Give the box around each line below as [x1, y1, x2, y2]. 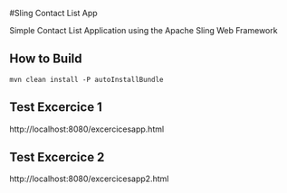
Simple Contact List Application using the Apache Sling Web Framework [9, 25, 278, 35]
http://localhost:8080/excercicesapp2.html [9, 173, 169, 184]
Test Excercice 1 [9, 99, 102, 115]
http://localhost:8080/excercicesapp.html [9, 124, 165, 134]
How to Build [9, 51, 83, 67]
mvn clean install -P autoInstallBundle [9, 75, 165, 84]
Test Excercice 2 [9, 150, 105, 165]
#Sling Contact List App [9, 8, 98, 18]
